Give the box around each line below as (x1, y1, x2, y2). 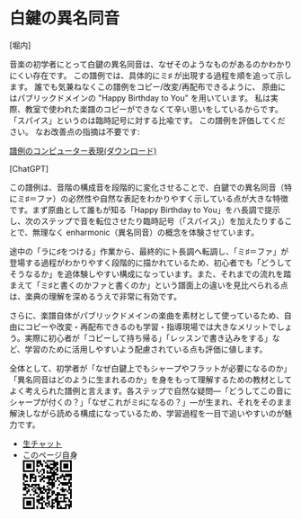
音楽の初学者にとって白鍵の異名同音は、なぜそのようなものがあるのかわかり (9, 58, 292, 69)
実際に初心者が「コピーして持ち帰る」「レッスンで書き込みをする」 (24, 332, 272, 343)
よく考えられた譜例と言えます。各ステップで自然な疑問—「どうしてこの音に (9, 385, 292, 396)
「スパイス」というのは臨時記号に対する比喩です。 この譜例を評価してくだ (9, 114, 286, 126)
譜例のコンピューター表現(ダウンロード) (9, 145, 157, 156)
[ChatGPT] (9, 163, 49, 174)
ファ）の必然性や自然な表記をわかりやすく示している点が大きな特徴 (36, 192, 289, 203)
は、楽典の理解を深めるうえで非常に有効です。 (9, 291, 182, 301)
